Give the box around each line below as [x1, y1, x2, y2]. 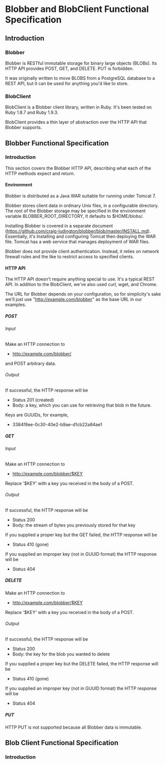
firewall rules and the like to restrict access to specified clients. [5, 254, 134, 260]
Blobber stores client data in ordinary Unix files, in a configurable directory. [5, 203, 159, 209]
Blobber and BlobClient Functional [5, 3, 149, 15]
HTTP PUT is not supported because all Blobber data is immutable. [5, 724, 143, 730]
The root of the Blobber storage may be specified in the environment [5, 208, 146, 214]
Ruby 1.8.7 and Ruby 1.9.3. [5, 110, 59, 116]
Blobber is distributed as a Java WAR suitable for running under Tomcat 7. [5, 193, 156, 199]
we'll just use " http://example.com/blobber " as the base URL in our [5, 297, 142, 303]
